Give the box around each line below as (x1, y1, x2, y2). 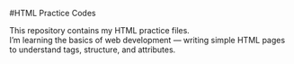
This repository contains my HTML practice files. (9, 25, 191, 35)
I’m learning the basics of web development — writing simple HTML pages (9, 35, 286, 45)
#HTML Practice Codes (9, 8, 96, 18)
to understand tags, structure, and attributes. (9, 44, 176, 55)
